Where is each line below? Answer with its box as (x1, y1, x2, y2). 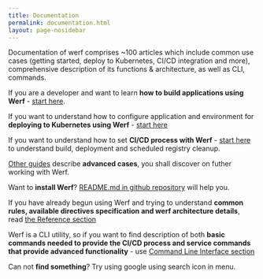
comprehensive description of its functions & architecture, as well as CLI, (8, 65, 246, 74)
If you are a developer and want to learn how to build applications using (8, 88, 244, 98)
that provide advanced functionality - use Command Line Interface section (8, 247, 255, 256)
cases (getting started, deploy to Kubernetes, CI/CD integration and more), (8, 56, 250, 65)
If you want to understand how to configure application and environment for (8, 112, 254, 121)
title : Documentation (8, 11, 80, 20)
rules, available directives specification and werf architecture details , (8, 206, 240, 216)
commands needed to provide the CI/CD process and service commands (8, 238, 251, 248)
